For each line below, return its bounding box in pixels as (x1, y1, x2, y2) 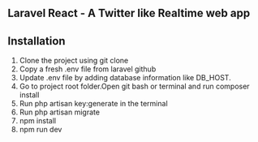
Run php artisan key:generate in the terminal (19, 99, 168, 109)
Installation (7, 34, 66, 48)
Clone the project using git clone (19, 56, 129, 66)
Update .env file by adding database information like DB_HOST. (19, 73, 232, 83)
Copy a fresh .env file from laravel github (19, 64, 157, 74)
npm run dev (19, 125, 62, 135)
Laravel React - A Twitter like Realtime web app (7, 6, 251, 20)
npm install (19, 116, 57, 126)
